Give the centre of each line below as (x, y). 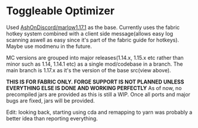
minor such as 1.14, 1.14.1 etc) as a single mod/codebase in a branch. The (95, 64)
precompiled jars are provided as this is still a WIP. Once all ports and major (98, 94)
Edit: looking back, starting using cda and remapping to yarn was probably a (99, 112)
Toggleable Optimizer (60, 11)
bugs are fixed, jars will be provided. (50, 100)
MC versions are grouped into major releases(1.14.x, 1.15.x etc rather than (95, 57)
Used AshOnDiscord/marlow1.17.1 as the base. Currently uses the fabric (93, 27)
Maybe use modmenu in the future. (49, 46)
